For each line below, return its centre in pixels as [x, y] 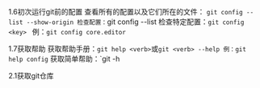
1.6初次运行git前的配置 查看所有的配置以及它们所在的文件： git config [126, 12]
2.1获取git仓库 [31, 76]
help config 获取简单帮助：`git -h [64, 59]
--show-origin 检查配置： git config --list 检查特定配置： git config [135, 22]
